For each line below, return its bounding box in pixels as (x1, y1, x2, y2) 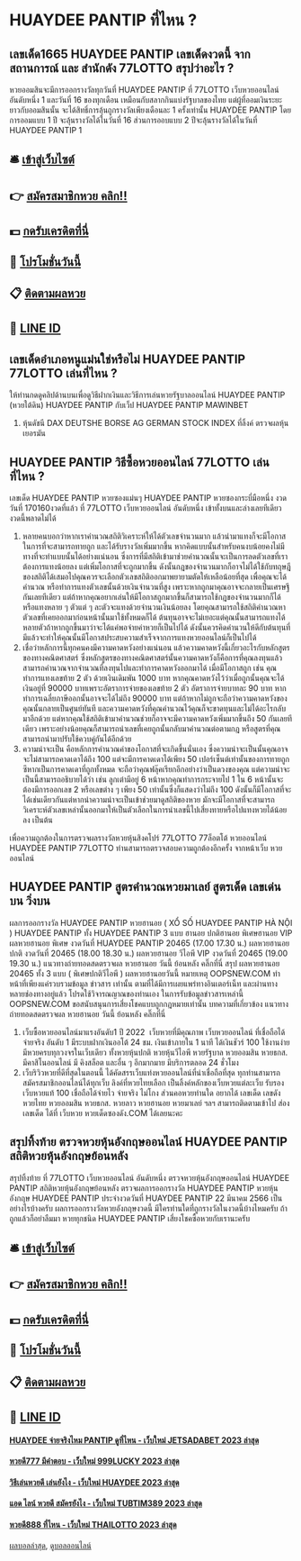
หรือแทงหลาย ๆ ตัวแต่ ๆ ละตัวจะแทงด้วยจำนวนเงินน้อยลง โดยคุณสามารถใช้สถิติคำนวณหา (22, 601, 286, 613)
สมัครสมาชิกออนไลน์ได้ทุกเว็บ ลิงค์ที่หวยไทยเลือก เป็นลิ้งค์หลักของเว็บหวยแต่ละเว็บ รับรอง (22, 1077, 285, 1088)
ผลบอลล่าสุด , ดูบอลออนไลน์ (9, 1539, 92, 1550)
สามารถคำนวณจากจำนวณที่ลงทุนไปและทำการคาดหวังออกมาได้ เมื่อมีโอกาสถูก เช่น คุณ (22, 662, 277, 673)
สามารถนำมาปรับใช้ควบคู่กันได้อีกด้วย (22, 733, 132, 744)
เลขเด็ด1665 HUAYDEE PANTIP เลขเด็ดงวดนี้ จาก (9, 46, 251, 61)
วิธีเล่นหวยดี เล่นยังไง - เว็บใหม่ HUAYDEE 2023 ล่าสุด (9, 1476, 180, 1487)
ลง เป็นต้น (22, 814, 53, 825)
